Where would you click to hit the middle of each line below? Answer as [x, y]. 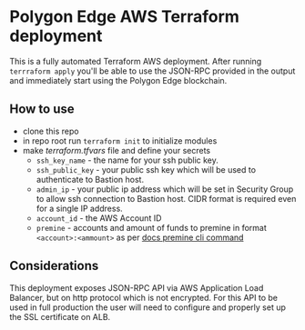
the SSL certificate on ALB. [60, 316]
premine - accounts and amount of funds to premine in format [151, 227]
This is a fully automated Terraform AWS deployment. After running [136, 61]
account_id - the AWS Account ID [99, 218]
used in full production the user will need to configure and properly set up [148, 307]
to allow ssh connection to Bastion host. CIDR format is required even [166, 198]
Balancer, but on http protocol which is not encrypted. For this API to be [144, 297]
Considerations [54, 266]
